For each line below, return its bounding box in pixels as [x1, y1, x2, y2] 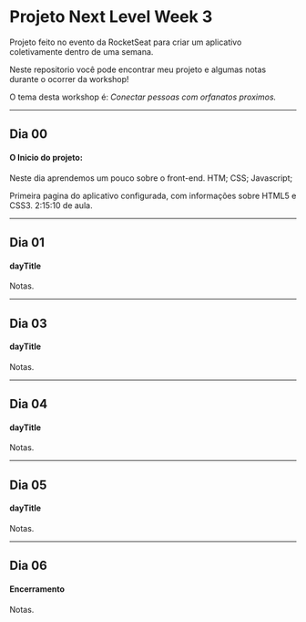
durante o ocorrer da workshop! [9, 73, 129, 84]
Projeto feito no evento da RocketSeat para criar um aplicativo [9, 37, 242, 47]
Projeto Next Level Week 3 [9, 6, 213, 27]
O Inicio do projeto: [9, 152, 84, 163]
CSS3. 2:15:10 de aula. [9, 199, 93, 211]
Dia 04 [9, 396, 48, 412]
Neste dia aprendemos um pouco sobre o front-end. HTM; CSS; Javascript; [9, 172, 293, 184]
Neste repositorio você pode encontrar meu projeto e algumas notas [9, 64, 267, 75]
